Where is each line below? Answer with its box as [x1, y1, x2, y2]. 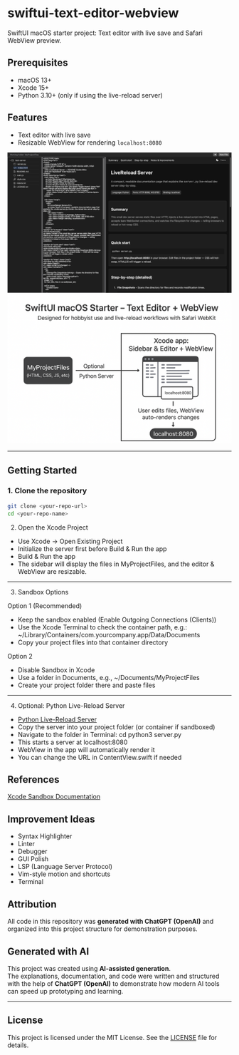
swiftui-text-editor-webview [7, 5, 179, 21]
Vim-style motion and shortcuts [17, 870, 111, 878]
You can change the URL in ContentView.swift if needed [17, 753, 182, 761]
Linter [17, 840, 36, 848]
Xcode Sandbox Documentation [7, 793, 101, 801]
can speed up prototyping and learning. [7, 987, 124, 995]
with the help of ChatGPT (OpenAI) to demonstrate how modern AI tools [7, 979, 220, 988]
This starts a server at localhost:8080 [17, 738, 128, 746]
